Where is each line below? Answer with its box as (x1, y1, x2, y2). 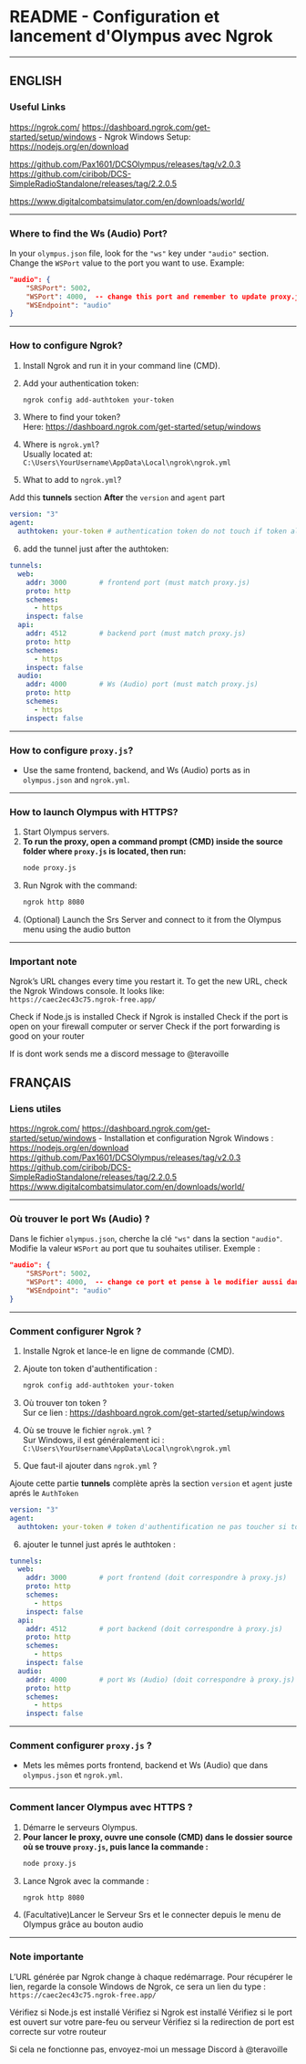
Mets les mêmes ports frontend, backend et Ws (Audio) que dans (22, 1760, 269, 1771)
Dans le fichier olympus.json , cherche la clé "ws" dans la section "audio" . (9, 1233, 283, 1244)
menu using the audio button (22, 924, 131, 935)
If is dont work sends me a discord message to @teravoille (9, 1048, 229, 1060)
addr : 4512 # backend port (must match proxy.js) (25, 629, 247, 638)
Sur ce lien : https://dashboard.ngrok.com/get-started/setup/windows (22, 1407, 285, 1418)
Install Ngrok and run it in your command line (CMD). (22, 360, 220, 371)
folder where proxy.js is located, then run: (22, 846, 187, 857)
